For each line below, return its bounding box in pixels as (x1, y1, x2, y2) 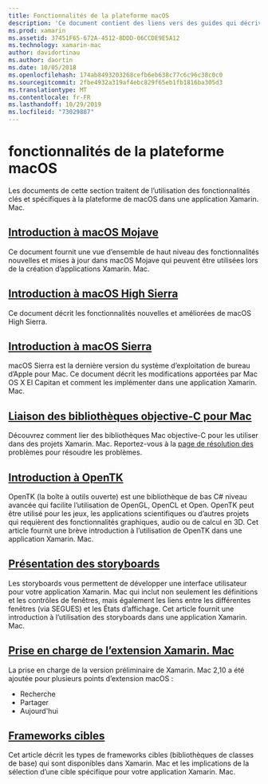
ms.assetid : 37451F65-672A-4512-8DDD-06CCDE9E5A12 (8, 33, 180, 42)
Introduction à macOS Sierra (8, 340, 152, 353)
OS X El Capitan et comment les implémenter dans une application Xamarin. (8, 378, 258, 388)
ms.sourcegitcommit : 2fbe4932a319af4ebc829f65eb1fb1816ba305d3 (8, 78, 223, 86)
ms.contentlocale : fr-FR (8, 93, 91, 101)
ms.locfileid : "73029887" (8, 108, 94, 116)
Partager (19, 697, 49, 707)
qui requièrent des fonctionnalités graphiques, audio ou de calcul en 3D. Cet (8, 518, 259, 526)
